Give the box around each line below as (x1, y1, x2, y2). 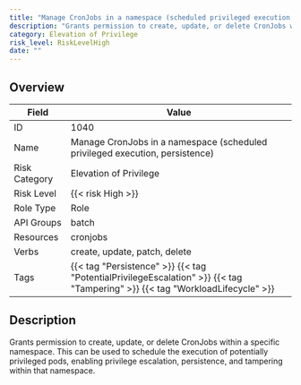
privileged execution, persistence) (70, 147, 215, 159)
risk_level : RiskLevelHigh (9, 38, 110, 47)
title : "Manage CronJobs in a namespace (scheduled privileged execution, (9, 13, 295, 22)
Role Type (13, 201, 56, 214)
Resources (13, 230, 59, 243)
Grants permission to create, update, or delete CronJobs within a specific (9, 337, 280, 347)
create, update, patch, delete (70, 245, 192, 258)
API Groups (13, 216, 62, 228)
